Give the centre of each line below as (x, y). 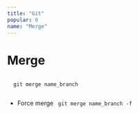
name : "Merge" (28, 26)
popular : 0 (23, 20)
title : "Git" (26, 13)
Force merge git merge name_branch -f (75, 103)
